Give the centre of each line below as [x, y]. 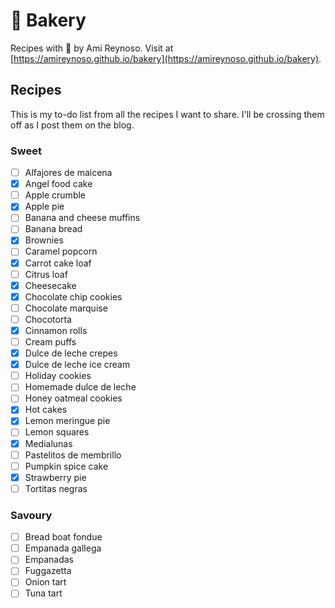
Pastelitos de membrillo [73, 455]
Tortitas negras [56, 488]
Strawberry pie [55, 477]
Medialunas [48, 443]
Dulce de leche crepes [71, 353]
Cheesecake [50, 285]
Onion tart [45, 582]
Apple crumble [55, 195]
